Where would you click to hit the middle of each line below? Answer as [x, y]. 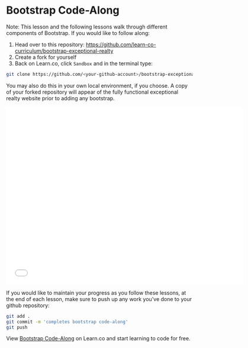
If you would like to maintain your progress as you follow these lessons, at [96, 293]
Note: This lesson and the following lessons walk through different [87, 27]
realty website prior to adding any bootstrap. [60, 98]
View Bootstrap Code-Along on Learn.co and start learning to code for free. [98, 339]
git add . [18, 316]
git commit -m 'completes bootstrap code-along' [67, 322]
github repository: [28, 305]
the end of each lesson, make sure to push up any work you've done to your [99, 299]
